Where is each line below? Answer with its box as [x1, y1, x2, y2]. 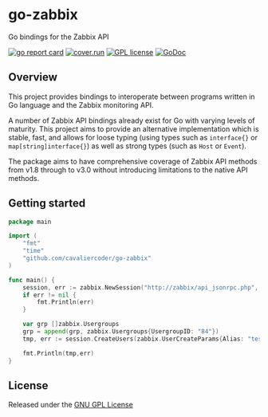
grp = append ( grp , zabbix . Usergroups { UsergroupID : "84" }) [22, 328, 219, 336]
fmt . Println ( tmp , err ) [22, 349, 94, 357]
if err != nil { [22, 291, 77, 299]
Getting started [8, 197, 86, 210]
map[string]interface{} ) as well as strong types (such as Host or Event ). [8, 141, 247, 151]
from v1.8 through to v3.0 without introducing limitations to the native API [8, 165, 248, 175]
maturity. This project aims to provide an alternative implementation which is [8, 124, 259, 133]
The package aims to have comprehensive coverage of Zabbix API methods [8, 156, 258, 166]
